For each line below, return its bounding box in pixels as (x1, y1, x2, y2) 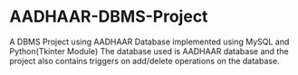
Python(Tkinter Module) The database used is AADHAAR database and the (9, 45, 289, 56)
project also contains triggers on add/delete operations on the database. (9, 55, 280, 66)
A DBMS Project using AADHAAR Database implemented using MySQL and (9, 36, 290, 47)
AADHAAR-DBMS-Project (9, 6, 208, 27)
